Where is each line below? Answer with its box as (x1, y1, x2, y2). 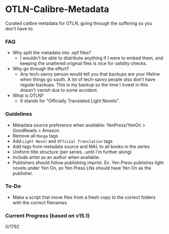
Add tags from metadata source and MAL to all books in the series (12, 143, 150, 149)
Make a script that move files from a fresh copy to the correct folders (12, 194, 156, 200)
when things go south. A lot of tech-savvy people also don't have (20, 77, 156, 83)
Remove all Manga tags (12, 133, 58, 139)
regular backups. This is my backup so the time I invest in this (20, 82, 148, 88)
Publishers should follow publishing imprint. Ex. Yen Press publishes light (12, 159, 164, 165)
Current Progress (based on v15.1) (5, 212, 90, 219)
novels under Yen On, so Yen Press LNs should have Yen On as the (12, 165, 151, 171)
